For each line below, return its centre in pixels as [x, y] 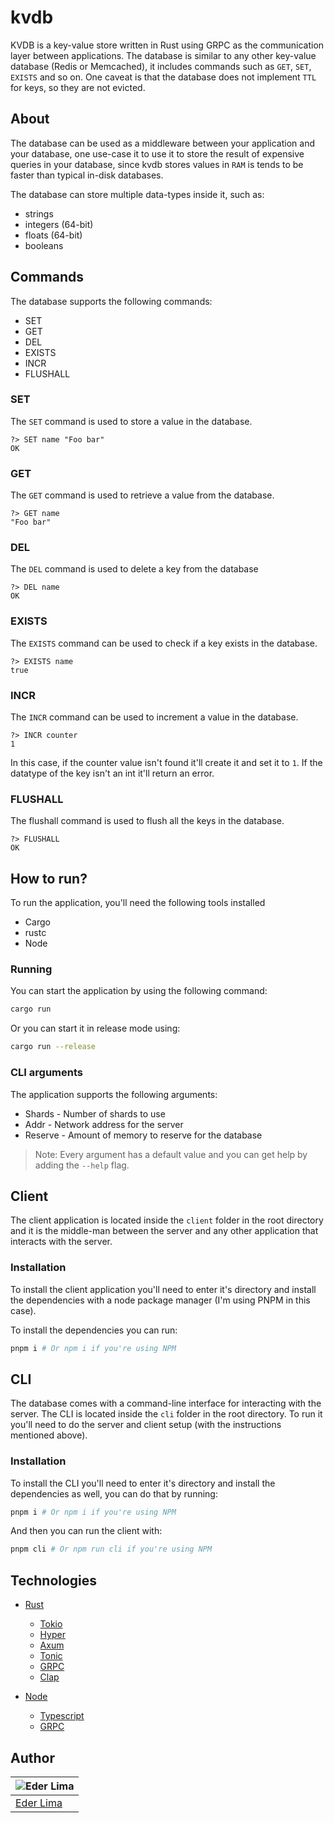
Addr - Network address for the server [104, 1124]
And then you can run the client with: [86, 1531]
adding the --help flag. [82, 1165]
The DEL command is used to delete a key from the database [134, 569]
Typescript [62, 1716]
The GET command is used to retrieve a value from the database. [142, 495]
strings [39, 213]
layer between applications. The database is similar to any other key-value [163, 55]
